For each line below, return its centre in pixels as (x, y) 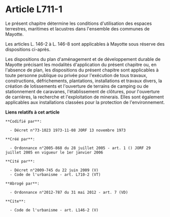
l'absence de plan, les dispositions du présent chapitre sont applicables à (82, 70)
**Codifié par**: (24, 121)
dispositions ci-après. (28, 49)
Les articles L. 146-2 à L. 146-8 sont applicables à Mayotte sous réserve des (85, 44)
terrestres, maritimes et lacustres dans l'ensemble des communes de (77, 28)
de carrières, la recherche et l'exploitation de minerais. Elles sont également (84, 97)
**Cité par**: (20, 161)
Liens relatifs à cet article (32, 112)
